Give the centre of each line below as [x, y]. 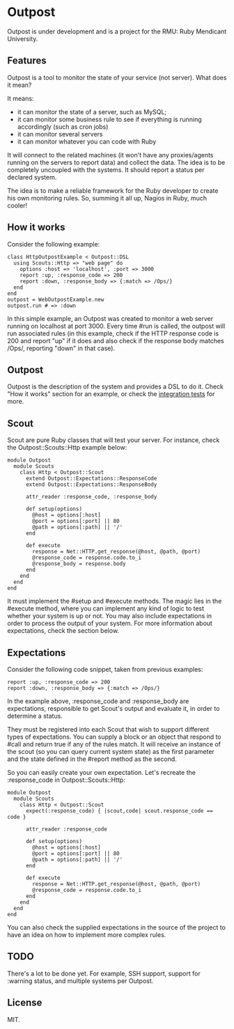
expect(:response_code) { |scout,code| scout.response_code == [119, 811]
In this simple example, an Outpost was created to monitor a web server [110, 318]
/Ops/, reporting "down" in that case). [61, 348]
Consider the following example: [54, 244]
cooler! [17, 205]
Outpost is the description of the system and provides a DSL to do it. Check [116, 386]
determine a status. [35, 716]
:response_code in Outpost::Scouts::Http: [66, 780]
